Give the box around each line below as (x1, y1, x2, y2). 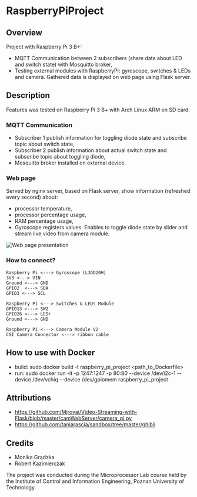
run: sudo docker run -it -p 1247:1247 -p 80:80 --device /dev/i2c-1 (14, 370, 176, 377)
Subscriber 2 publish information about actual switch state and (14, 147, 167, 154)
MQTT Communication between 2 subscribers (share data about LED (14, 55, 182, 61)
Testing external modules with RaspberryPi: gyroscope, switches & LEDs (14, 67, 191, 74)
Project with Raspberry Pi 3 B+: (6, 43, 82, 50)
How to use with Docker (6, 348, 95, 358)
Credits (6, 438, 34, 448)
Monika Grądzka (14, 454, 55, 461)
